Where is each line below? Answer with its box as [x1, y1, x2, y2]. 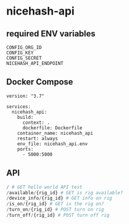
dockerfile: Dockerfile [22, 124, 83, 131]
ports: [17, 146, 34, 152]
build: [17, 114, 34, 120]
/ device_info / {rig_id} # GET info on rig [6, 195, 113, 202]
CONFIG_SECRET [6, 55, 42, 61]
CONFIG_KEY [6, 50, 34, 56]
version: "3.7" [6, 93, 45, 99]
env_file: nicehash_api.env [17, 141, 88, 147]
